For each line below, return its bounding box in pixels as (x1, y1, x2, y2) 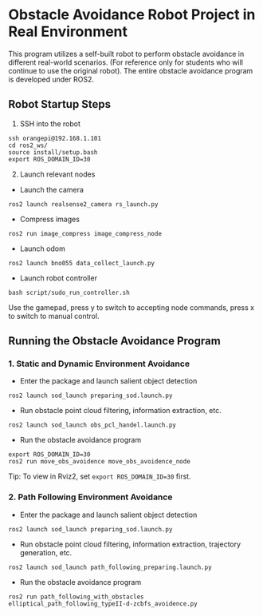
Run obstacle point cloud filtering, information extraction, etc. (19, 406, 222, 415)
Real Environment (8, 22, 128, 41)
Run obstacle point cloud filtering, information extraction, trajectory (19, 539, 241, 549)
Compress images (19, 214, 80, 224)
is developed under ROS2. (8, 74, 94, 84)
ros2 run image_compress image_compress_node (8, 229, 162, 237)
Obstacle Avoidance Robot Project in (8, 6, 256, 24)
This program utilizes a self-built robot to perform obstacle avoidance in (8, 49, 245, 58)
